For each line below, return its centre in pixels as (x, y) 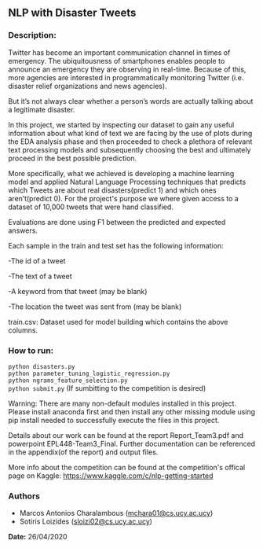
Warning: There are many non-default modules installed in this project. (122, 403)
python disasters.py (42, 366)
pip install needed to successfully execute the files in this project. (114, 420)
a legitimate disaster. (42, 109)
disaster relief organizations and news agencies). (88, 86)
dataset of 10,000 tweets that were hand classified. (91, 207)
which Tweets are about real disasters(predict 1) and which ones (113, 190)
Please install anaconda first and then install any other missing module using (132, 411)
